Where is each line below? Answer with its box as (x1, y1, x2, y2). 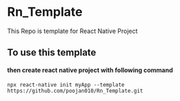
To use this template (7, 47, 97, 58)
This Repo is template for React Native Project (7, 27, 138, 35)
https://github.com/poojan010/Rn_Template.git (7, 87, 143, 94)
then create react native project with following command (7, 66, 174, 74)
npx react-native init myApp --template (7, 81, 126, 88)
